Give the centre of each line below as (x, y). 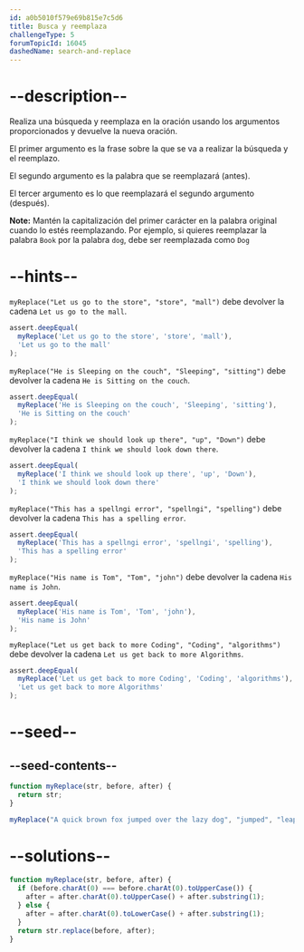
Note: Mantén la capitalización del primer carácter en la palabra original (143, 221)
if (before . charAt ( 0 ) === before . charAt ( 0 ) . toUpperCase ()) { (135, 889)
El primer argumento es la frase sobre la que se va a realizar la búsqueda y (149, 149)
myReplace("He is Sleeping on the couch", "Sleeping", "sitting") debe (148, 370)
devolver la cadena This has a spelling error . (98, 518)
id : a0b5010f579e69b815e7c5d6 (66, 18)
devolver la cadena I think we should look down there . (114, 449)
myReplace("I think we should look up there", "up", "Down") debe (138, 439)
